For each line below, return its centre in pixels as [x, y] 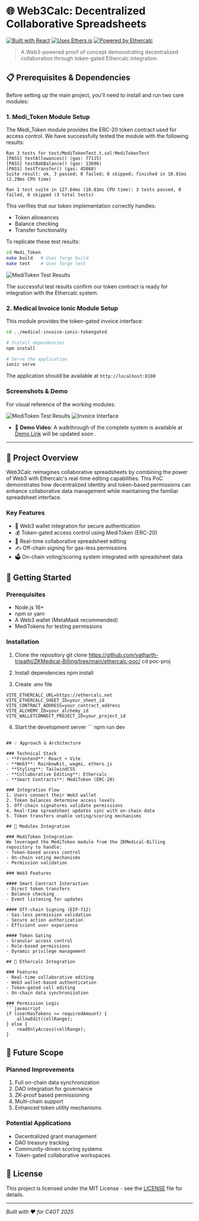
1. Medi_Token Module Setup [48, 117]
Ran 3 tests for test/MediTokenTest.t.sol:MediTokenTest [78, 153]
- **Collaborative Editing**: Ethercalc [57, 774]
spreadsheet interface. [34, 497]
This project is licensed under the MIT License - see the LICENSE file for [94, 1188]
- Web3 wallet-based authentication [51, 983]
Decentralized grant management [55, 1136]
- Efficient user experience [42, 925]
